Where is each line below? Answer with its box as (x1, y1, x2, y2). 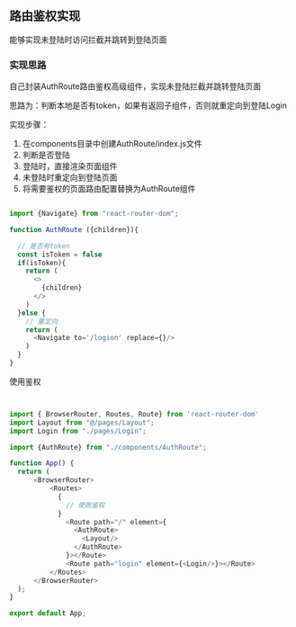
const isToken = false (17, 250, 103, 259)
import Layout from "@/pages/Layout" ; (9, 417, 155, 427)
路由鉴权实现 (9, 8, 81, 24)
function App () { (9, 459, 75, 468)
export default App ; (9, 609, 87, 618)
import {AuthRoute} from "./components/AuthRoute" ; (9, 443, 207, 452)
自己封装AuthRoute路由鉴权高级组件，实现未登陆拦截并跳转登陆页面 (9, 81, 261, 92)
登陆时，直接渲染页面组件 (22, 161, 118, 172)
